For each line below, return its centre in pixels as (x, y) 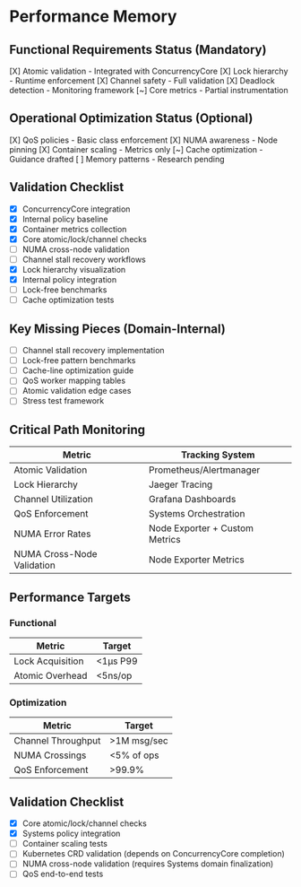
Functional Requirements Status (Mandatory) (138, 50)
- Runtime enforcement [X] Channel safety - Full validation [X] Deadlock (142, 81)
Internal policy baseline (65, 219)
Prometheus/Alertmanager (205, 470)
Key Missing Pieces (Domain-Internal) (118, 329)
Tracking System (218, 455)
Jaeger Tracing (181, 484)
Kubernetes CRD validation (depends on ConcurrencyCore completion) (153, 854)
